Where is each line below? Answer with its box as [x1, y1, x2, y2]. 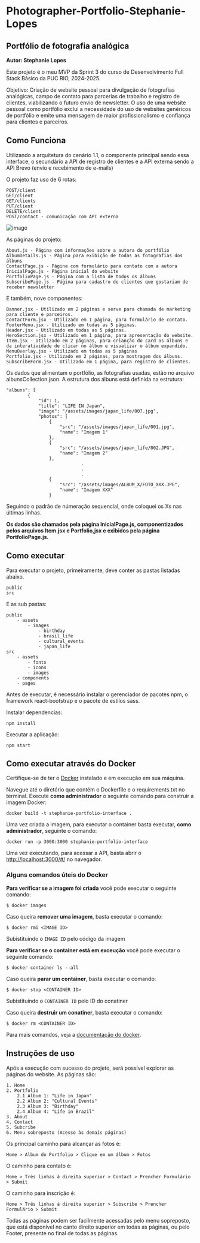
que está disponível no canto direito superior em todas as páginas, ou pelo [6, 1223, 190, 1230]
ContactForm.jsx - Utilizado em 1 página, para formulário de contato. [6, 317, 188, 323]
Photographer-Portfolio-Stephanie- [6, 4, 186, 18]
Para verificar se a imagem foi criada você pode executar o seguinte [6, 884, 177, 892]
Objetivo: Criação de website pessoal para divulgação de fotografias [6, 86, 175, 94]
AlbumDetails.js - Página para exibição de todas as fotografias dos [6, 252, 183, 258]
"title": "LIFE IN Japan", [38, 403, 106, 409]
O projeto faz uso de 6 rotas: [6, 176, 77, 183]
